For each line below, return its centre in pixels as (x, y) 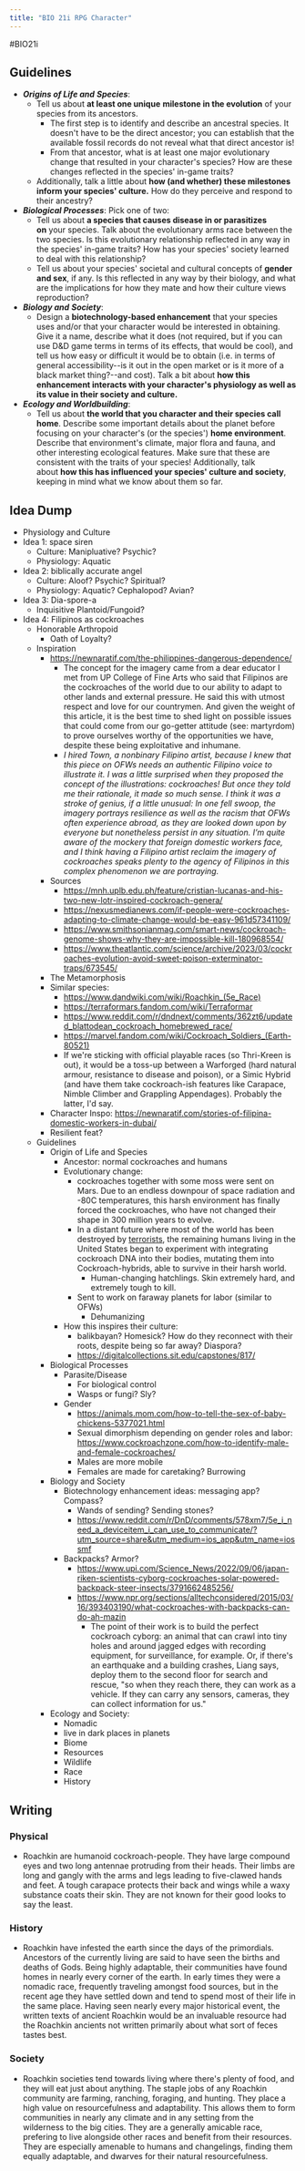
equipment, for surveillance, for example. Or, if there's (192, 1656)
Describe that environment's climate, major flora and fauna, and (156, 443)
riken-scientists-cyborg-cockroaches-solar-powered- (178, 1579)
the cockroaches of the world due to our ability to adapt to (173, 687)
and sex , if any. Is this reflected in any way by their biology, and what (166, 278)
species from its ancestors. (87, 114)
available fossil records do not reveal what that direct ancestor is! (172, 143)
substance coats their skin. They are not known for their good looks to (154, 1894)
